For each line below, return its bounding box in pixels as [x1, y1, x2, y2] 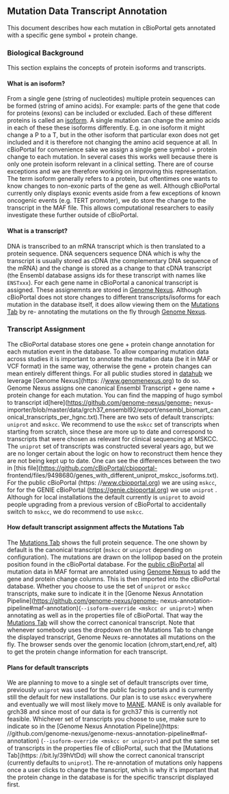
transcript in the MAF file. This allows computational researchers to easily [7, 203, 214, 212]
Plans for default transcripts [7, 663, 89, 671]
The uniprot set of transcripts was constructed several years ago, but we [7, 442, 214, 450]
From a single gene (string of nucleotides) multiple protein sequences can [7, 95, 215, 103]
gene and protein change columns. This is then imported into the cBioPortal [7, 575, 220, 583]
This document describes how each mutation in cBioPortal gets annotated [7, 23, 216, 32]
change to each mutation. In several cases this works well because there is [7, 153, 219, 161]
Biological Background [7, 48, 84, 58]
